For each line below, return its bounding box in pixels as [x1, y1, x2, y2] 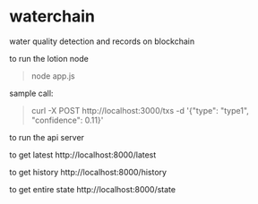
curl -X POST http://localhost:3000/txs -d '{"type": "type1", [30, 105, 249, 115]
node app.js [30, 70, 75, 81]
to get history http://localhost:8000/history [9, 166, 168, 177]
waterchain [9, 6, 96, 27]
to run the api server [9, 132, 85, 142]
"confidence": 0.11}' [30, 115, 104, 125]
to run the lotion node [9, 53, 90, 64]
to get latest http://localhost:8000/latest [9, 149, 157, 160]
